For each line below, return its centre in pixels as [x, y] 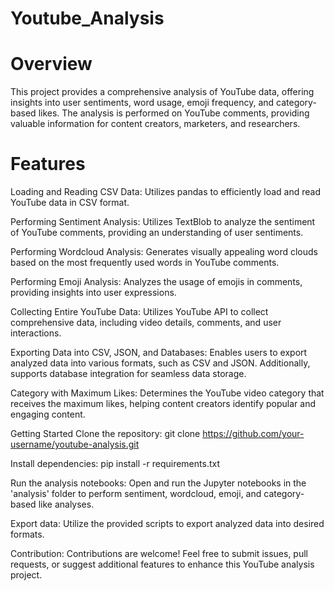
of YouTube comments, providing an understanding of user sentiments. [157, 233]
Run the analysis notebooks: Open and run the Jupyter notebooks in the [158, 483]
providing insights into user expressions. [93, 293]
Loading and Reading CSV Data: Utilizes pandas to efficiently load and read [165, 192]
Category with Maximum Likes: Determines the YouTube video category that [167, 393]
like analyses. [66, 504]
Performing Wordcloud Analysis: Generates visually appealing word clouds [164, 252]
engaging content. [48, 414]
